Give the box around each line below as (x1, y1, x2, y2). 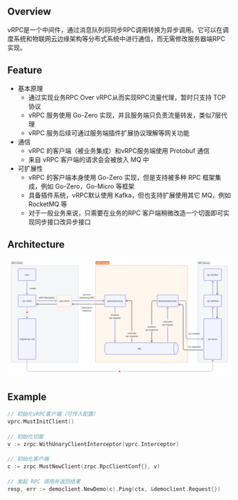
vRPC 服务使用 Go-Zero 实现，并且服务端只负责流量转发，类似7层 (28, 110, 222, 119)
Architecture (7, 238, 65, 251)
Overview (7, 6, 52, 18)
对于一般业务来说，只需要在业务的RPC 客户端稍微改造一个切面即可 (28, 208, 224, 217)
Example (7, 390, 47, 403)
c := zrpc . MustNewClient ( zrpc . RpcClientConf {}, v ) (7, 463, 161, 470)
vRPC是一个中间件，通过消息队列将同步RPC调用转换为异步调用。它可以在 (7, 25, 223, 34)
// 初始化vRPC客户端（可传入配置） (7, 410, 99, 417)
